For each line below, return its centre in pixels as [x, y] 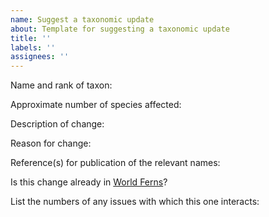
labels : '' [33, 47]
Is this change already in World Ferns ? [89, 182]
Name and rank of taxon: [61, 85]
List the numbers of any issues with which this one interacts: [135, 202]
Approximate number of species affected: [96, 105]
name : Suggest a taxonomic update [82, 19]
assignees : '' [40, 57]
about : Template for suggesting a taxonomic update [120, 29]
